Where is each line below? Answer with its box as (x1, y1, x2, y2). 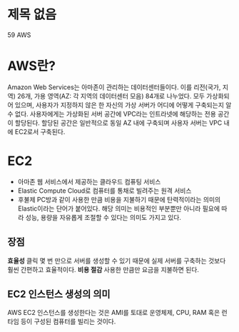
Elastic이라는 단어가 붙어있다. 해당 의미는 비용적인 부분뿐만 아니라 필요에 (17, 204, 220, 213)
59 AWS (7, 30, 31, 39)
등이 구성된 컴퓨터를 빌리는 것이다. (20, 317, 116, 326)
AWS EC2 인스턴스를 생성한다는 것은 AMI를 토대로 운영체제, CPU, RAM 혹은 (7, 308, 220, 317)
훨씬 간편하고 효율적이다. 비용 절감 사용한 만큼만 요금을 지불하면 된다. (7, 265, 200, 273)
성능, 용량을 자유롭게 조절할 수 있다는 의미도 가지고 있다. (25, 213, 182, 221)
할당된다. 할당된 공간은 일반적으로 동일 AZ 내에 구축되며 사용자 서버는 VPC (14, 119, 223, 127)
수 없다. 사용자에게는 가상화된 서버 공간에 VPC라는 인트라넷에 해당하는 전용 (7, 109, 216, 118)
